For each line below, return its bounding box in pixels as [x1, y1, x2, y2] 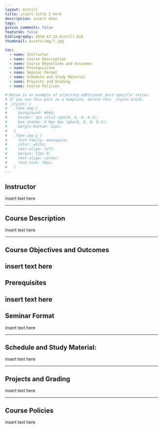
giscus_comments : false [5, 25, 53, 30]
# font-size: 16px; [5, 160, 53, 165]
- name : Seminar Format [9, 70, 57, 75]
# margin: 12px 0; [5, 151, 51, 156]
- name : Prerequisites [9, 66, 55, 70]
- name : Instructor [9, 52, 49, 57]
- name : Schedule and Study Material [9, 75, 86, 80]
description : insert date [5, 16, 57, 21]
